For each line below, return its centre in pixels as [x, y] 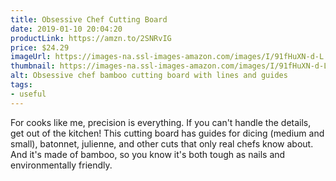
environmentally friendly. [61, 165]
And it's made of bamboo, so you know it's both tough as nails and [148, 154]
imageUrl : [31, 57]
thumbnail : [33, 66]
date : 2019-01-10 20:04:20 [66, 29]
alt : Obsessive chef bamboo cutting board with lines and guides [149, 76]
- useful [28, 94]
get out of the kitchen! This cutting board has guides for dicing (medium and [167, 133]
